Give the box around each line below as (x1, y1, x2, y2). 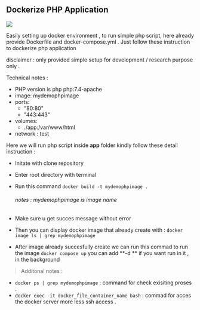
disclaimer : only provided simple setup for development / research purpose (6, 56, 193, 63)
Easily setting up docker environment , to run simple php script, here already (6, 32, 194, 39)
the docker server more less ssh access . (14, 298, 116, 305)
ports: (14, 98, 30, 105)
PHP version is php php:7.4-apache (14, 85, 103, 93)
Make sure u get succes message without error (14, 215, 131, 222)
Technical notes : (6, 74, 48, 81)
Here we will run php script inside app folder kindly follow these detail (6, 142, 178, 149)
